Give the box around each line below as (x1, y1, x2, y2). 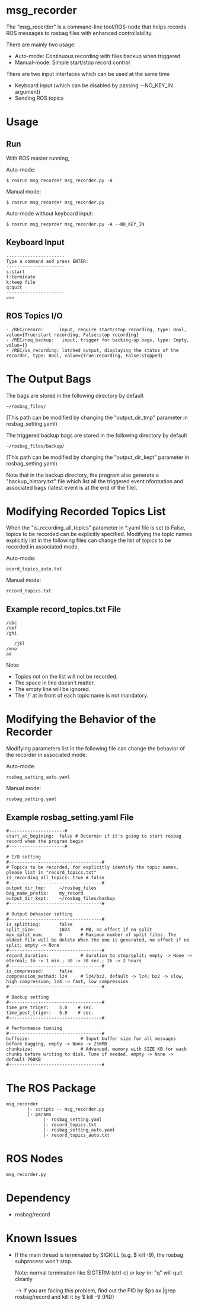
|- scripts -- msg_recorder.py (27, 1106, 105, 1112)
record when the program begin (6, 838, 84, 844)
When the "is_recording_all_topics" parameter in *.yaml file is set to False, (6, 524, 186, 531)
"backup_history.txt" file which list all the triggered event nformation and (6, 477, 184, 484)
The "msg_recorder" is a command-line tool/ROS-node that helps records (6, 23, 187, 30)
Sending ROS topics (14, 94, 64, 102)
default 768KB (6, 1057, 41, 1063)
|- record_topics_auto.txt (43, 1132, 110, 1138)
